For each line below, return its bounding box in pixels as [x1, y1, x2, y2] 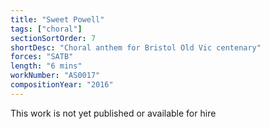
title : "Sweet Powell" [10, 14, 105, 25]
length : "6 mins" [10, 61, 83, 71]
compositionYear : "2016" [10, 80, 114, 90]
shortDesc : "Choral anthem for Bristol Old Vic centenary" [10, 42, 262, 53]
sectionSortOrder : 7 [10, 33, 97, 43]
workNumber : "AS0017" [10, 71, 101, 81]
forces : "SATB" [10, 52, 74, 62]
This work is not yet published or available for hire [10, 107, 217, 119]
